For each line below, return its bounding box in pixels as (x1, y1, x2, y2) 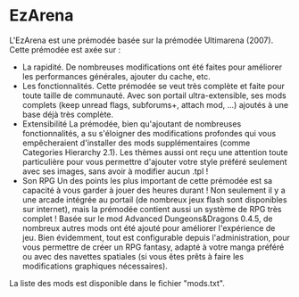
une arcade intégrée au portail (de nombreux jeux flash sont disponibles (21, 194, 287, 205)
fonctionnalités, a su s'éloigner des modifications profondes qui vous (21, 128, 277, 138)
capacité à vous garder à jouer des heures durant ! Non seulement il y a (21, 185, 286, 195)
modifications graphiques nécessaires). (21, 260, 168, 271)
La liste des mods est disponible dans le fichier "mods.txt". (9, 277, 225, 288)
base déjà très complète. (21, 109, 114, 120)
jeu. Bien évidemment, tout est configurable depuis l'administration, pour (21, 232, 290, 243)
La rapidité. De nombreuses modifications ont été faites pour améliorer (21, 62, 283, 72)
